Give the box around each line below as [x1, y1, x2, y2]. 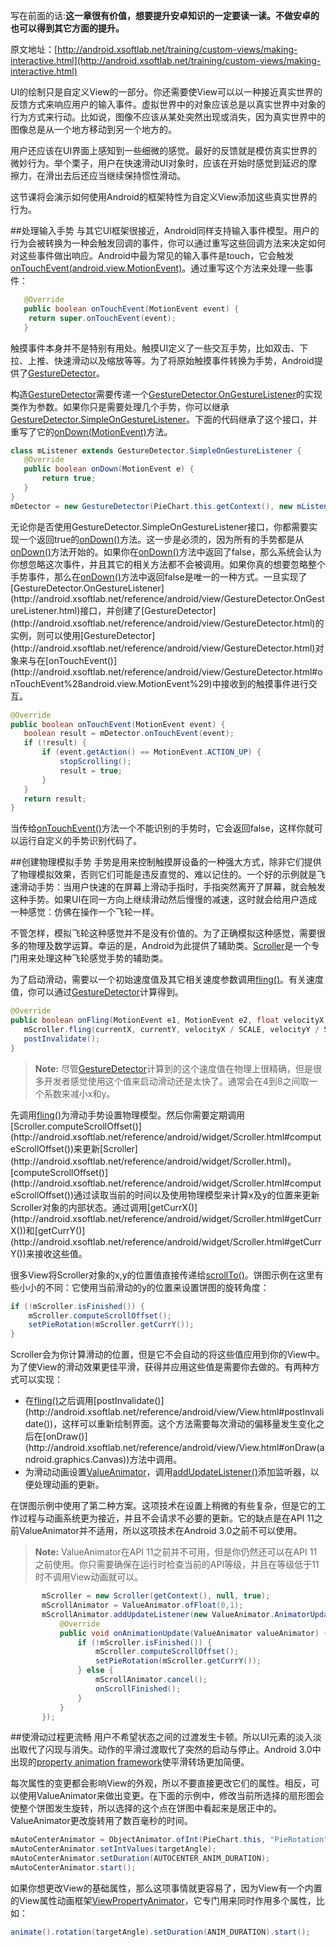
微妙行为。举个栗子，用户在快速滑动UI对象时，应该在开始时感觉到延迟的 [10, 157, 309, 169]
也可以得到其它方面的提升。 [10, 22, 125, 34]
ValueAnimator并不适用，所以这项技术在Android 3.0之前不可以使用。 [18, 1525, 303, 1537]
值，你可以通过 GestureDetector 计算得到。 [10, 986, 185, 998]
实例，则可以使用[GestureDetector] [10, 629, 156, 641]
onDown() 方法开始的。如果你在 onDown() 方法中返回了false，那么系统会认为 [10, 545, 322, 558]
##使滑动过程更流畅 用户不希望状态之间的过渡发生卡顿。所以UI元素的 [10, 1731, 296, 1743]
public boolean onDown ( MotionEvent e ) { [23, 464, 195, 474]
